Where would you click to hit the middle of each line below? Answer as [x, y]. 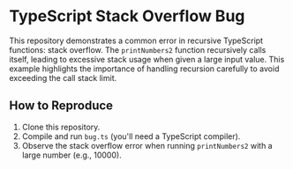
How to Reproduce [61, 106]
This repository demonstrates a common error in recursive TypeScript [136, 40]
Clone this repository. [61, 127]
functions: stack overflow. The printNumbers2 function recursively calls [138, 49]
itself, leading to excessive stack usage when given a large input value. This [147, 59]
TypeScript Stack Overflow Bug [127, 16]
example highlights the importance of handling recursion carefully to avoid [144, 69]
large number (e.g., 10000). [71, 155]
